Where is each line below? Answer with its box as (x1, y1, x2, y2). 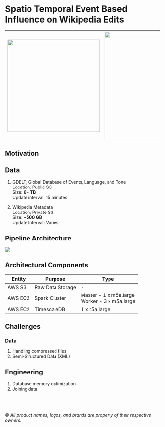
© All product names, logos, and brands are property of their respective (5, 412, 151, 418)
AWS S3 (7, 284, 27, 291)
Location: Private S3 (12, 210, 54, 215)
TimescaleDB (34, 306, 65, 313)
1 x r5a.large (81, 306, 110, 313)
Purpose (45, 275, 66, 282)
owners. (5, 417, 22, 423)
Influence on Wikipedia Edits (5, 14, 124, 25)
